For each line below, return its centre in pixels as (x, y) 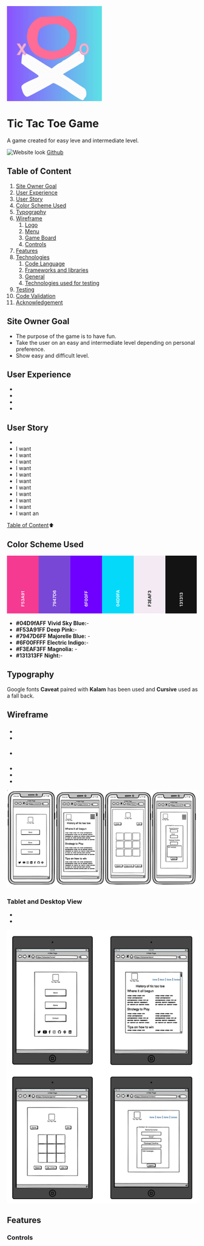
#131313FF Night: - (39, 656)
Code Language (45, 263)
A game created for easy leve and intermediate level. (73, 140)
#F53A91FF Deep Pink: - (46, 630)
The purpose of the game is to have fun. (66, 336)
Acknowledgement (39, 302)
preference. (30, 349)
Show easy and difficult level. (53, 355)
